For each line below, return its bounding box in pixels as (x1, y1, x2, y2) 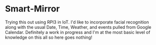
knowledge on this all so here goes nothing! (5, 34, 92, 40)
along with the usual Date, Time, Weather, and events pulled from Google (5, 24, 152, 30)
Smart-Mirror (5, 3, 60, 14)
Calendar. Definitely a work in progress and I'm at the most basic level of (5, 29, 151, 35)
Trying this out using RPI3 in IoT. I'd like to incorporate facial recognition (5, 19, 149, 25)
